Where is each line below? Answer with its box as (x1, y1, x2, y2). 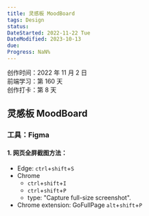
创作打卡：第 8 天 (7, 86, 57, 94)
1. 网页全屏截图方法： (7, 148, 67, 157)
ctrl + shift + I (27, 179, 67, 187)
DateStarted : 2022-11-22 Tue (7, 29, 91, 37)
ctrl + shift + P (27, 186, 67, 195)
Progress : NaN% (7, 49, 51, 56)
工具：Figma (7, 130, 49, 140)
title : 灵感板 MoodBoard (7, 10, 76, 17)
